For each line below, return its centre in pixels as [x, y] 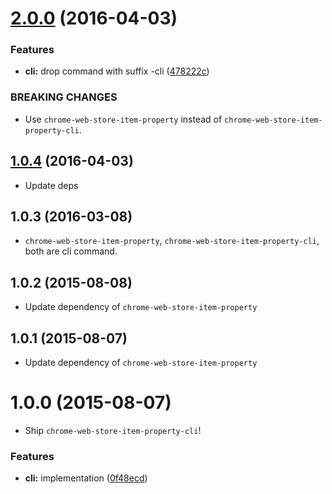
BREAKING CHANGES [64, 97]
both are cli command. [71, 251]
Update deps [51, 185]
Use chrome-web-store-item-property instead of [123, 119]
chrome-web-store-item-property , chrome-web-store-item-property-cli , [172, 241]
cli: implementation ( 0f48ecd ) [86, 478]
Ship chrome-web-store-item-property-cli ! [113, 430]
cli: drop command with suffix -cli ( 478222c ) [117, 71]
